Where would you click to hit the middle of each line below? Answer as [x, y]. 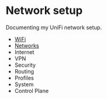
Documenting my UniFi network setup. [54, 27]
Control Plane [32, 90]
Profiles [24, 78]
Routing [24, 71]
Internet [24, 52]
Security [25, 65]
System [24, 84]
